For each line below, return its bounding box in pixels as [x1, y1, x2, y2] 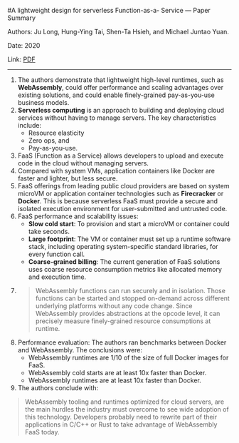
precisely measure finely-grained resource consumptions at [35, 317, 211, 325]
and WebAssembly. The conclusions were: [17, 346, 143, 354]
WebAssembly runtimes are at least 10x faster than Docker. [28, 376, 201, 385]
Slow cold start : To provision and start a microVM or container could [28, 220, 230, 228]
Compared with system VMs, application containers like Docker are [17, 167, 216, 175]
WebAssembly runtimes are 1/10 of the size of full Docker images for [28, 353, 229, 362]
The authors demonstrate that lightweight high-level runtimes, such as [17, 76, 224, 84]
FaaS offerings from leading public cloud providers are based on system [17, 182, 230, 190]
